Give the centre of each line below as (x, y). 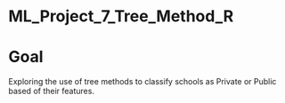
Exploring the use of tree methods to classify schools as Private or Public (142, 82)
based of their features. (52, 91)
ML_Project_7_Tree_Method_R (121, 16)
